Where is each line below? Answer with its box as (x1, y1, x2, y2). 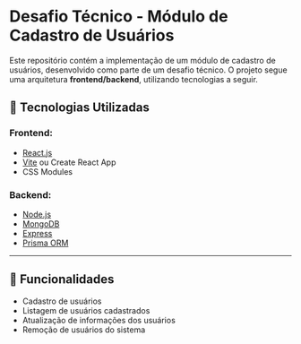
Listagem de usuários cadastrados (21, 305, 150, 315)
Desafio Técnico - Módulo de (9, 6, 228, 27)
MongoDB (21, 218, 60, 229)
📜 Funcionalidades (9, 271, 115, 288)
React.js (21, 147, 53, 158)
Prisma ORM (21, 237, 69, 248)
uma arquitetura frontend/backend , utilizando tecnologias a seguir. (9, 73, 258, 84)
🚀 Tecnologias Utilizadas (9, 100, 150, 116)
